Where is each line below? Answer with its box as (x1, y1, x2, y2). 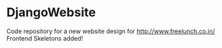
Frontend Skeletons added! (6, 34, 83, 42)
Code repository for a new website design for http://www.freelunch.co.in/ (6, 27, 215, 35)
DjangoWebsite (6, 5, 96, 20)
